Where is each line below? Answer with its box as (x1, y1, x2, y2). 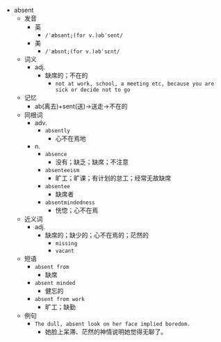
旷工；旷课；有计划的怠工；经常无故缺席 (55, 174, 172, 182)
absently (44, 127, 71, 134)
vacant (55, 247, 74, 254)
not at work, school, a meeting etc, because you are (55, 80, 215, 87)
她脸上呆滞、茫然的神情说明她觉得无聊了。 (44, 327, 167, 336)
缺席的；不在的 (44, 71, 88, 79)
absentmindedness (44, 199, 95, 206)
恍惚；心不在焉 (55, 206, 99, 215)
